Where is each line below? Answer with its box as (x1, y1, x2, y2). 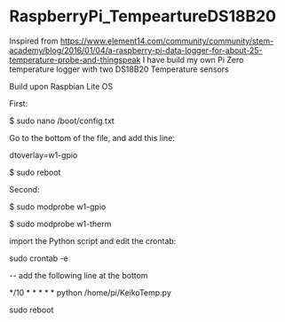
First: (9, 98, 28, 108)
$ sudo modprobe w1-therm (9, 218, 112, 229)
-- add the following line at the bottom (9, 270, 148, 280)
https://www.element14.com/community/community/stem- (59, 35, 274, 46)
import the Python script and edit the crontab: (9, 235, 177, 246)
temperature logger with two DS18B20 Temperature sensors (9, 64, 229, 75)
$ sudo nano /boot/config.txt (9, 115, 115, 126)
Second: (9, 184, 40, 194)
